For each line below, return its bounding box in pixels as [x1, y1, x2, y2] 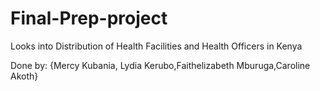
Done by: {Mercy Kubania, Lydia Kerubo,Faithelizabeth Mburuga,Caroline [10, 59, 311, 71]
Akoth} [10, 70, 39, 82]
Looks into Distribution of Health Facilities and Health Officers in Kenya [10, 40, 303, 52]
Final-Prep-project [10, 7, 168, 30]
